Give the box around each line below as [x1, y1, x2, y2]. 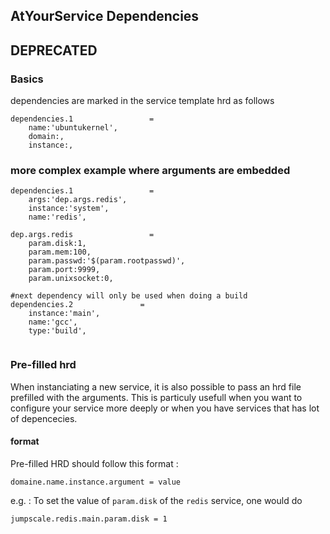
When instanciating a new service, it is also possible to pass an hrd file [10, 380, 302, 393]
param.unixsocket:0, [28, 274, 114, 284]
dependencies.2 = [10, 300, 145, 310]
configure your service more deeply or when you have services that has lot [10, 402, 320, 414]
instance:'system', [28, 204, 110, 214]
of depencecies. [10, 412, 78, 424]
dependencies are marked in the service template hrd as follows [10, 95, 275, 107]
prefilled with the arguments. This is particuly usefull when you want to [10, 391, 303, 403]
